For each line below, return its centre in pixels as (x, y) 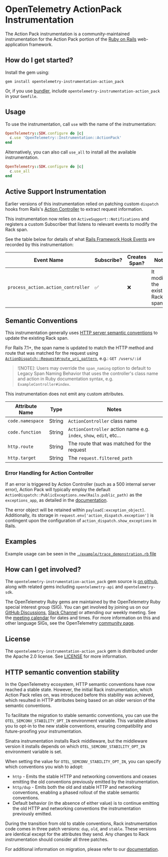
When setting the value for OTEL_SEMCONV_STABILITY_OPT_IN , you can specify (83, 761)
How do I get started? (39, 60)
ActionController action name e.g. (109, 429)
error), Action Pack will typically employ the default (58, 489)
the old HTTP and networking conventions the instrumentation (76, 808)
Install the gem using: (27, 72)
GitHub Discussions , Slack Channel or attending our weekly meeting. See (80, 613)
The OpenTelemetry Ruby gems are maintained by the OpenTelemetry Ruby (83, 602)
